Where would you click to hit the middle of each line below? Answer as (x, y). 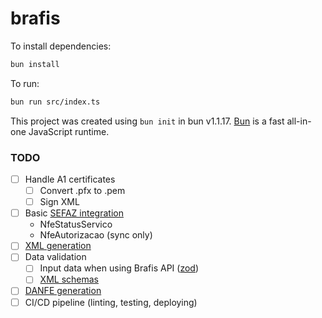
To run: (25, 83)
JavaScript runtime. (69, 131)
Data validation (55, 257)
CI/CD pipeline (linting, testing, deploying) (111, 302)
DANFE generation (63, 291)
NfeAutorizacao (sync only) (96, 235)
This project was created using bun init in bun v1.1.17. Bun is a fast (147, 121)
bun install (35, 64)
